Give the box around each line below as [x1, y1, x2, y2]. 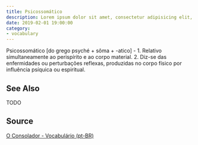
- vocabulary [6, 31, 39, 37]
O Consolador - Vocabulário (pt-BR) [6, 132, 94, 139]
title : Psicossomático [6, 8, 62, 15]
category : [6, 25, 31, 31]
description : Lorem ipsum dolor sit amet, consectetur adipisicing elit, [6, 14, 193, 20]
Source [6, 116, 34, 127]
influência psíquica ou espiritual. [6, 66, 86, 73]
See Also [6, 83, 40, 93]
